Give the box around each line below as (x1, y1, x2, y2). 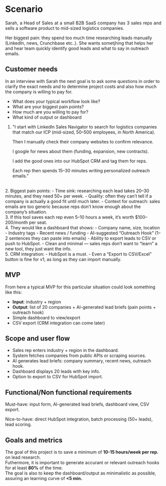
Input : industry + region (12, 299, 61, 305)
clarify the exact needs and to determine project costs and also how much (5, 83, 157, 89)
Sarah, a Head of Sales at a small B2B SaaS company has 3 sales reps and (5, 20, 162, 26)
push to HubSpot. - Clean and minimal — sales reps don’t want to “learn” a (5, 240, 158, 246)
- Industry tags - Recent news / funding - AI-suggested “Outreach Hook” (5, 230, 154, 236)
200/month (5, 219, 28, 225)
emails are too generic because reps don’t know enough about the (5, 204, 141, 209)
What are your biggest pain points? (12, 103, 84, 110)
